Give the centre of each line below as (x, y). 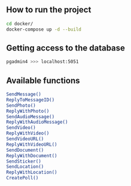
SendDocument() (25, 150)
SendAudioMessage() (31, 116)
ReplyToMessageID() (31, 100)
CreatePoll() (22, 178)
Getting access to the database (66, 48)
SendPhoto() (21, 105)
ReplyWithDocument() (32, 155)
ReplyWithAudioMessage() (37, 122)
